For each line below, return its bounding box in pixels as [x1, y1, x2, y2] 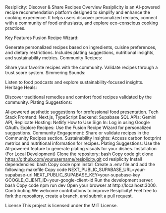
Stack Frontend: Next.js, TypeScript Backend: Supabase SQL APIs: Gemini [5, 114, 157, 120]
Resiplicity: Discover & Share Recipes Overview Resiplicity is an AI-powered [5, 4, 160, 10]
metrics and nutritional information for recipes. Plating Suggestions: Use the [5, 140, 160, 146]
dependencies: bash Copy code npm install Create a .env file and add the [5, 162, 155, 167]
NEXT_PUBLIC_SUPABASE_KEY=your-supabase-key [33, 172, 140, 177]
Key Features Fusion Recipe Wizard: [5, 35, 79, 41]
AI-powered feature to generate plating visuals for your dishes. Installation [5, 146, 157, 151]
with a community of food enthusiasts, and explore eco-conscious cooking [5, 20, 158, 26]
